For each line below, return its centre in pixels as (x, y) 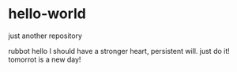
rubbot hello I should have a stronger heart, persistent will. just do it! (119, 51)
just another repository (45, 36)
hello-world (47, 14)
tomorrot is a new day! (45, 59)
